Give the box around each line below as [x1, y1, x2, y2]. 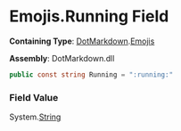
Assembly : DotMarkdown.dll [9, 53, 115, 63]
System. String [9, 111, 62, 122]
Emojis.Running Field [9, 6, 169, 27]
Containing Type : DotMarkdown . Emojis [9, 36, 155, 46]
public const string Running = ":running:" [9, 70, 174, 79]
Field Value [9, 91, 59, 103]
